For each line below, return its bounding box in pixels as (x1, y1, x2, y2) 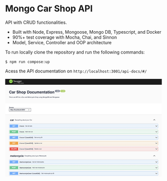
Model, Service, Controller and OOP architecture (12, 39, 112, 45)
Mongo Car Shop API (5, 3, 93, 14)
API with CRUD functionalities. (5, 19, 67, 25)
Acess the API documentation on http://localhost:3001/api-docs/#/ (5, 68, 147, 74)
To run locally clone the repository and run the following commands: (5, 49, 145, 55)
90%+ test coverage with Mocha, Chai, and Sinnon (12, 34, 117, 40)
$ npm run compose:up (5, 59, 50, 64)
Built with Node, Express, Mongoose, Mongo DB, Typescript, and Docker (12, 29, 162, 35)
